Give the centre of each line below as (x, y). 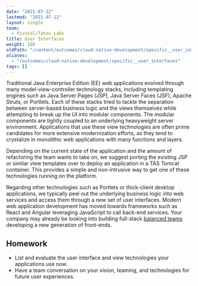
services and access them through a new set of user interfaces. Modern (94, 200)
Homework (27, 243)
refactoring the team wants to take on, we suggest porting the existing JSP (97, 157)
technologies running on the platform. (52, 176)
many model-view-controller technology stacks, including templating (90, 90)
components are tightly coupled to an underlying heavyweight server (90, 121)
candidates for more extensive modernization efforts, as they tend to (89, 133)
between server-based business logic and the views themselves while (91, 108)
